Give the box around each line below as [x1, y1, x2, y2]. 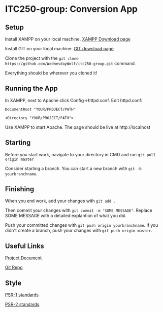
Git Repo [5, 265, 23, 271]
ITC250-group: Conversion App [5, 3, 138, 15]
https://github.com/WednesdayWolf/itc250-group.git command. [5, 61, 136, 66]
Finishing [5, 185, 34, 193]
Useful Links [5, 242, 44, 250]
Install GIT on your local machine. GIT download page [5, 46, 114, 51]
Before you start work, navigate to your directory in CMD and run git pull [5, 151, 156, 157]
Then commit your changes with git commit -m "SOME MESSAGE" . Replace [5, 208, 153, 213]
